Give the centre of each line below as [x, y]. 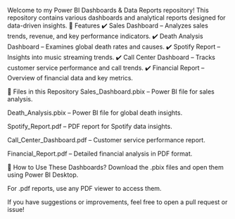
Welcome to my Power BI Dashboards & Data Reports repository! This [108, 10]
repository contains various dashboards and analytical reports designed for [117, 18]
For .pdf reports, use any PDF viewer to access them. [84, 188]
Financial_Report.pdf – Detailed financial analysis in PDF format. [100, 154]
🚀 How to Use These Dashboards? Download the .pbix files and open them [115, 167]
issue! [16, 209]
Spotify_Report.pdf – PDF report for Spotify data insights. [90, 126]
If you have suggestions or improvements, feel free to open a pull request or [118, 202]
